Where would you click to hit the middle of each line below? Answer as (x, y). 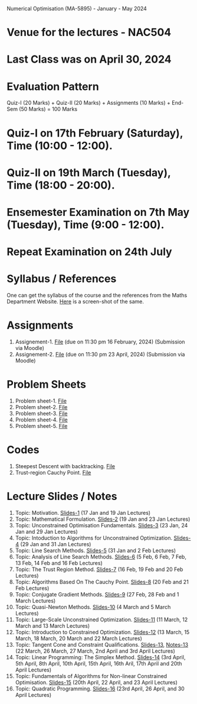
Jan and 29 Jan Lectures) (47, 531)
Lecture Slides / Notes (62, 497)
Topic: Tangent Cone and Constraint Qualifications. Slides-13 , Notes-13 (101, 644)
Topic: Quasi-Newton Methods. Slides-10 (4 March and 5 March (93, 607)
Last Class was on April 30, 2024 (89, 59)
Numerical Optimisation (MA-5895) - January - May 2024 (77, 9)
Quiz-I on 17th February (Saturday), (95, 133)
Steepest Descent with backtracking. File (65, 466)
